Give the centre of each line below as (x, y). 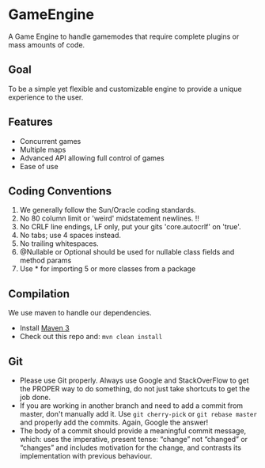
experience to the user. (46, 97)
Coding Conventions (60, 191)
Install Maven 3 (44, 328)
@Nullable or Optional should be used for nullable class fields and (127, 252)
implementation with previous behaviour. (86, 456)
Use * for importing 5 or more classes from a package (108, 269)
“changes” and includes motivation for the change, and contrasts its (130, 447)
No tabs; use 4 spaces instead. (70, 236)
